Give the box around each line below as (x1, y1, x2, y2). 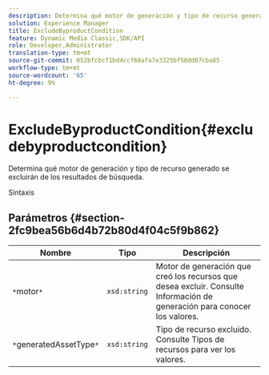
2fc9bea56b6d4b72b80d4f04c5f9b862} (8, 224, 220, 237)
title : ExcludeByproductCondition (8, 26, 124, 34)
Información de (155, 291, 214, 302)
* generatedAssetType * (12, 339, 99, 350)
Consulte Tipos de (155, 334, 225, 345)
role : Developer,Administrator (8, 42, 113, 50)
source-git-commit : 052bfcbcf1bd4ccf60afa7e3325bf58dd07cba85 (8, 57, 220, 65)
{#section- (70, 211, 126, 224)
